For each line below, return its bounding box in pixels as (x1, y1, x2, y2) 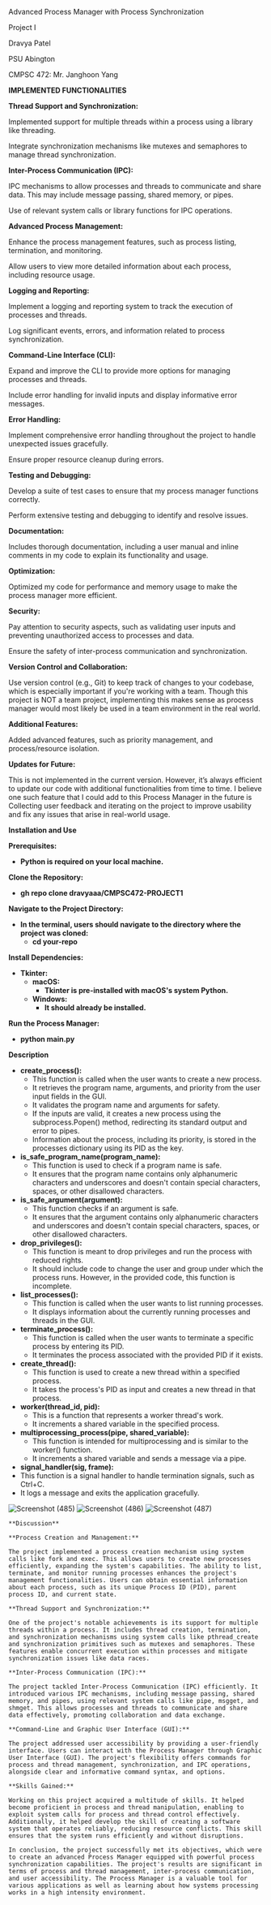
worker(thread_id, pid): (19, 1402, 100, 1411)
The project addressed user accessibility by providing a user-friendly (8, 1739, 259, 1748)
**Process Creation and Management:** (8, 1533, 139, 1542)
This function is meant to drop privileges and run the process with (32, 1247, 252, 1256)
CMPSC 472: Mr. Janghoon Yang (8, 70, 119, 80)
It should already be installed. (44, 1003, 146, 1013)
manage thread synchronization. (8, 150, 116, 159)
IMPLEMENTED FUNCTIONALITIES (8, 85, 127, 95)
